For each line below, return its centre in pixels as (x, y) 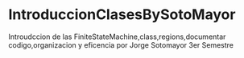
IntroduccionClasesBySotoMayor (122, 15)
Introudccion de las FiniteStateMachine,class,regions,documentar (117, 37)
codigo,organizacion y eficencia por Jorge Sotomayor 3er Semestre (121, 44)
